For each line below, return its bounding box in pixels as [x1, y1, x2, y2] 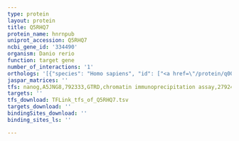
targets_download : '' [7, 103, 72, 110]
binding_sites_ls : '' [7, 116, 72, 123]
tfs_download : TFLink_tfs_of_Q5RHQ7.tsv [7, 97, 129, 104]
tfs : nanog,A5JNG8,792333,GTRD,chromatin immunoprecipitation [7, 83, 196, 90]
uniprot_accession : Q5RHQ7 [7, 37, 87, 44]
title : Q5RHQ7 [7, 23, 50, 31]
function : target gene [7, 57, 75, 64]
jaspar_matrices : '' [7, 76, 69, 84]
